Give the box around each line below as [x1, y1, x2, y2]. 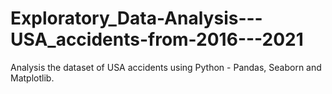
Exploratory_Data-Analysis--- [10, 7, 263, 30]
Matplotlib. [10, 72, 55, 84]
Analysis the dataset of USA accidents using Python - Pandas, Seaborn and [10, 61, 322, 73]
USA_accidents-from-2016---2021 [10, 28, 304, 51]
